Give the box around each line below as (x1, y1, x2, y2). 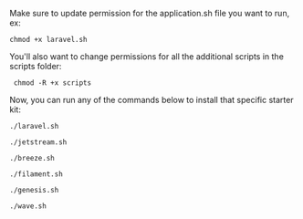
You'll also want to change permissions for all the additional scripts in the (9, 51, 285, 62)
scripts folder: (9, 61, 62, 71)
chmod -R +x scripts (13, 78, 92, 88)
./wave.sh (9, 202, 47, 211)
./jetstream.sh (9, 138, 68, 147)
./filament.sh (9, 170, 64, 179)
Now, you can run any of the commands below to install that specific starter (9, 95, 294, 105)
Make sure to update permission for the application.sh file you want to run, (9, 8, 290, 18)
